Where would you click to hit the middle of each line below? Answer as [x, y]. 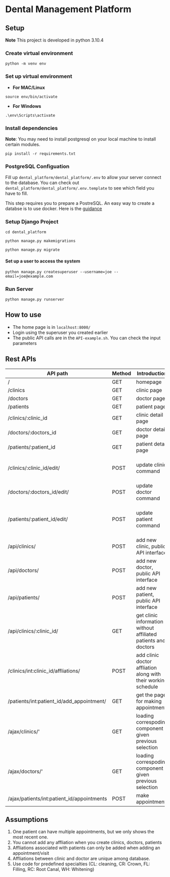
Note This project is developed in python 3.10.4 [54, 40]
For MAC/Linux [29, 87]
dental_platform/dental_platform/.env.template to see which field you [80, 188]
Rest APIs [21, 359]
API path [57, 373]
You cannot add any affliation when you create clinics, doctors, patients [87, 843]
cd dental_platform [26, 232]
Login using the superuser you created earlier [60, 332]
